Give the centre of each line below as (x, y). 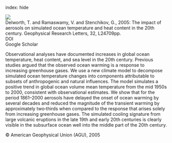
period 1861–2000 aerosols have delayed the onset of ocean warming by (82, 98)
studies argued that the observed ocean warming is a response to (75, 65)
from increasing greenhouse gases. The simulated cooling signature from (83, 114)
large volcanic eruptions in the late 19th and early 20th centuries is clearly (83, 119)
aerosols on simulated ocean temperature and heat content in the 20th (80, 28)
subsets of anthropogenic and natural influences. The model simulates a (82, 81)
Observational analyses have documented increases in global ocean (78, 54)
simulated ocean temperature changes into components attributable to (80, 76)
